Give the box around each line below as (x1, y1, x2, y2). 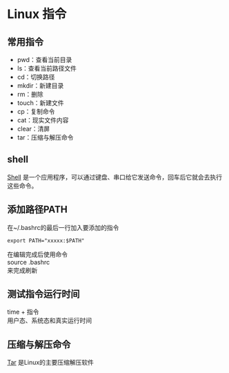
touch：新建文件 (17, 99, 64, 107)
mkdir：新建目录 (17, 82, 64, 90)
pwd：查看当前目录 (17, 56, 72, 64)
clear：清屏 (17, 125, 50, 133)
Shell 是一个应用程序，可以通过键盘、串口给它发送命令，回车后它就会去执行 (7, 173, 223, 181)
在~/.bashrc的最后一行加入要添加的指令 (7, 223, 119, 231)
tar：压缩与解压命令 (17, 133, 74, 142)
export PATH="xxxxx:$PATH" (7, 237, 85, 244)
